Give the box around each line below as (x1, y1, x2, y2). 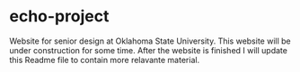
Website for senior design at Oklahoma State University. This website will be (9, 36, 291, 46)
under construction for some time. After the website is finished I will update (9, 44, 287, 55)
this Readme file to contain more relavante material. (9, 54, 200, 65)
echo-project (9, 6, 110, 27)
